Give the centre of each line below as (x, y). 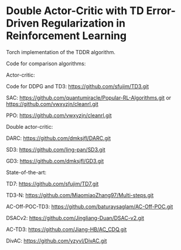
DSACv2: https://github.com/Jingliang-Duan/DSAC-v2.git (75, 218)
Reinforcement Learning (66, 36)
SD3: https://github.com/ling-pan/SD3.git (56, 149)
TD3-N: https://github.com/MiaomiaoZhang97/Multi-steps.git (80, 195)
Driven (23, 23)
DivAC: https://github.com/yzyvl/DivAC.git (57, 241)
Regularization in (83, 23)
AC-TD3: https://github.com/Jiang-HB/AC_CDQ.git (66, 229)
